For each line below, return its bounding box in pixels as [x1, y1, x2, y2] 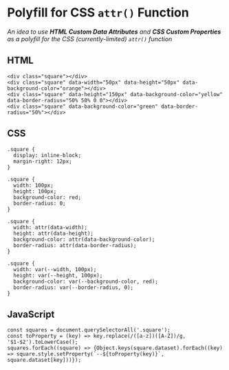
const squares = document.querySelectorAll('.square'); [7, 327, 171, 334]
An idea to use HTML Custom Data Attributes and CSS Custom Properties [7, 27, 221, 36]
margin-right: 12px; [13, 158, 72, 165]
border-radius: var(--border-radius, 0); [13, 284, 134, 291]
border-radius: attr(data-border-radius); [13, 242, 137, 248]
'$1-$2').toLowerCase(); [7, 338, 78, 346]
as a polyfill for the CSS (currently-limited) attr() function [7, 34, 173, 43]
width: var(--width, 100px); [13, 266, 97, 273]
